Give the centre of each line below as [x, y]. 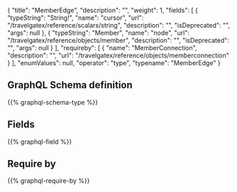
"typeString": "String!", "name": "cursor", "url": [76, 18]
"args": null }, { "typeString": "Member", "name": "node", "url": [99, 33]
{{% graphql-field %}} [40, 142]
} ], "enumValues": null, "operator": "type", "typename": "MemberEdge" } [114, 63]
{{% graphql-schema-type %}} [53, 102]
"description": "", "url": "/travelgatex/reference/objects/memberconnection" [118, 55]
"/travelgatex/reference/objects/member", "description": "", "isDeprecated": [118, 40]
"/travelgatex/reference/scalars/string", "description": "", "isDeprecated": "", [119, 25]
